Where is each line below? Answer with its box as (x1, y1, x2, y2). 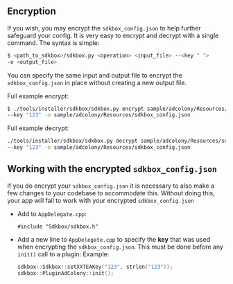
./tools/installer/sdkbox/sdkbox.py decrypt (7, 138, 138, 145)
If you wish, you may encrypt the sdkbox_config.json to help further (7, 24, 201, 32)
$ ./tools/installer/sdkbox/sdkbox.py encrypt (7, 105, 144, 112)
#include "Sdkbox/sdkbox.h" (17, 223, 98, 230)
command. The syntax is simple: (7, 38, 100, 47)
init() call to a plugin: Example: (17, 249, 110, 258)
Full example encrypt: (7, 91, 69, 100)
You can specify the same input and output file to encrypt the (7, 71, 182, 79)
